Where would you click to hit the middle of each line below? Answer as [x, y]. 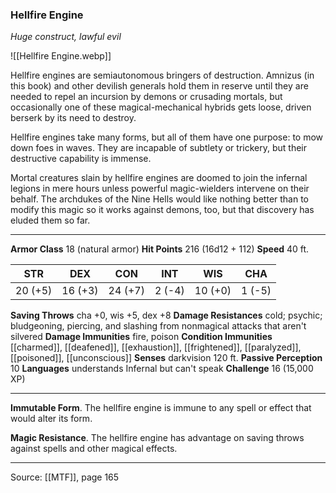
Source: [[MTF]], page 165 [65, 477]
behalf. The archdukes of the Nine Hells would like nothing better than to [160, 199]
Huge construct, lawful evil [66, 37]
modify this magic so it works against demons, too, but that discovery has [162, 210]
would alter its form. [51, 419]
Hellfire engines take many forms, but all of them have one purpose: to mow [167, 137]
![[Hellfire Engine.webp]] [61, 56]
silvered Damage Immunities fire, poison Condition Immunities [141, 337]
